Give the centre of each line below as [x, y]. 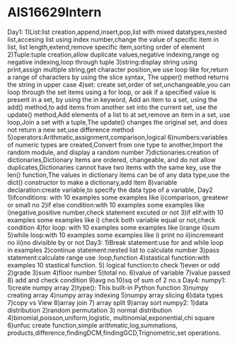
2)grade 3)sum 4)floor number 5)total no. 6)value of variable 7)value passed [119, 273]
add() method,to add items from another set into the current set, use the [112, 107]
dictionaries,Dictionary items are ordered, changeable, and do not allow [111, 159]
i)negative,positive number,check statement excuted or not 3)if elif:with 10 [116, 212]
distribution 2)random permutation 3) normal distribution [89, 310]
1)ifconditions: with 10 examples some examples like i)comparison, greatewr [118, 197]
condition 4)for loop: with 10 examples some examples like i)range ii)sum [114, 227]
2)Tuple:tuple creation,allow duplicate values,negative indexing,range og [113, 55]
